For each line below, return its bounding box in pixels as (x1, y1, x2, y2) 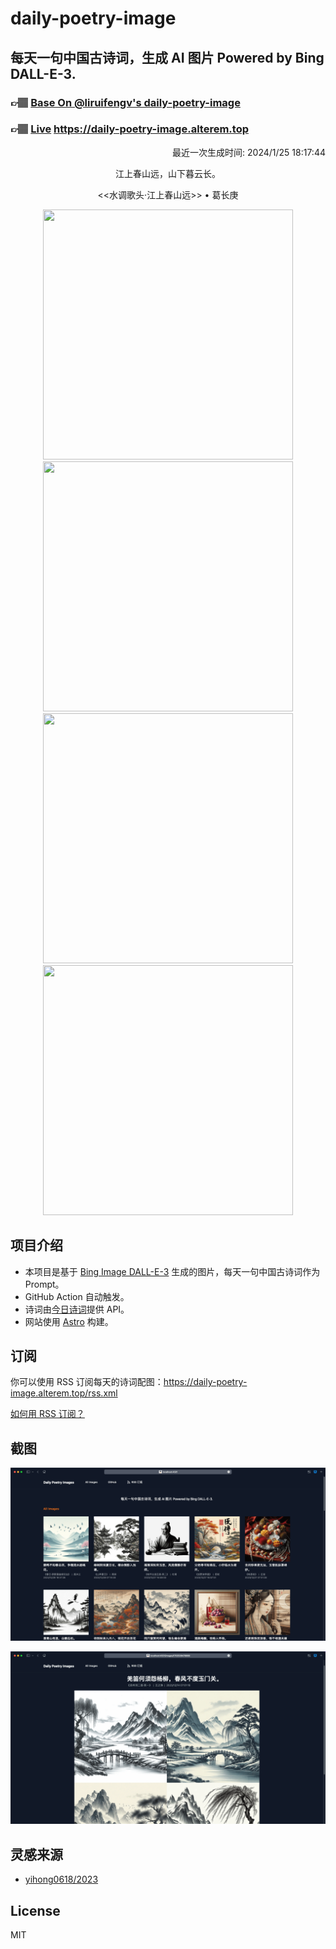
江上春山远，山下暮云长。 (115, 167, 221, 179)
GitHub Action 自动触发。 (24, 1290, 130, 1302)
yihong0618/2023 (24, 1873, 99, 1886)
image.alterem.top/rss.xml (10, 1387, 118, 1399)
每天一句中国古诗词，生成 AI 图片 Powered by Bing (10, 49, 325, 66)
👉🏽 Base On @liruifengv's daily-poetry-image (10, 95, 241, 109)
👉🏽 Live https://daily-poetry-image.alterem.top (10, 122, 249, 136)
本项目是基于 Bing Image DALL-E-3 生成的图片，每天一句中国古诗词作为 (24, 1265, 321, 1277)
